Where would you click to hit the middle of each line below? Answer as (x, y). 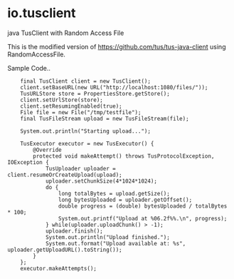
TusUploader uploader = (80, 168)
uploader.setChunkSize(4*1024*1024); (101, 181)
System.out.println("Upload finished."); (108, 237)
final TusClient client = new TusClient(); (86, 81)
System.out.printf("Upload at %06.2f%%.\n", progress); (143, 218)
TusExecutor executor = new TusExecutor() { (87, 143)
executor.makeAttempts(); (59, 268)
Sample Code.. (29, 68)
